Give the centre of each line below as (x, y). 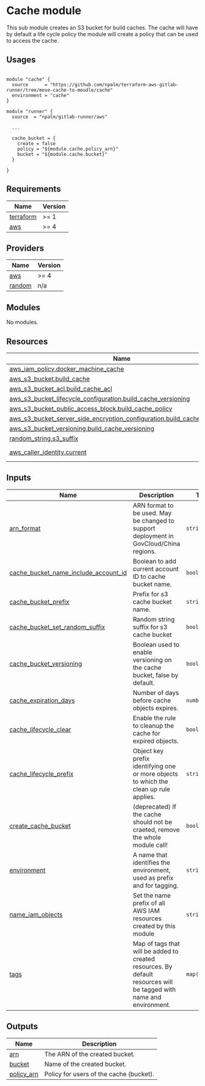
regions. (145, 551)
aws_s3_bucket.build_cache (50, 379)
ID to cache (149, 576)
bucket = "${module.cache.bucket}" (63, 154)
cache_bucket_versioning (46, 663)
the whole (147, 837)
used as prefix (153, 877)
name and (147, 997)
